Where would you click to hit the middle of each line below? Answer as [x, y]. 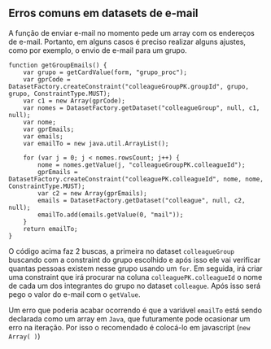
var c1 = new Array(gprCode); [74, 101]
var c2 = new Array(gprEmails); [93, 193]
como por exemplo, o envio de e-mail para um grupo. [98, 50]
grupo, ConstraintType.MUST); [60, 94]
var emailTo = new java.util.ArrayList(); [96, 143]
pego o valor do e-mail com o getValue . [74, 294]
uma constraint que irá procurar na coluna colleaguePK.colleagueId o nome [135, 277]
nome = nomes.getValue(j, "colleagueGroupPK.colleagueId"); [142, 165]
